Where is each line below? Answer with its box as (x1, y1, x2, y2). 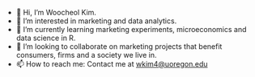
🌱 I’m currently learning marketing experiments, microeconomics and (15, 25, 247, 34)
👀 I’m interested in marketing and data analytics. (15, 16, 177, 26)
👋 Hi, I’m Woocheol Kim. (15, 8, 97, 17)
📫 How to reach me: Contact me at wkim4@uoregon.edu (15, 59, 208, 68)
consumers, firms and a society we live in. (15, 51, 157, 59)
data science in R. (15, 33, 76, 43)
